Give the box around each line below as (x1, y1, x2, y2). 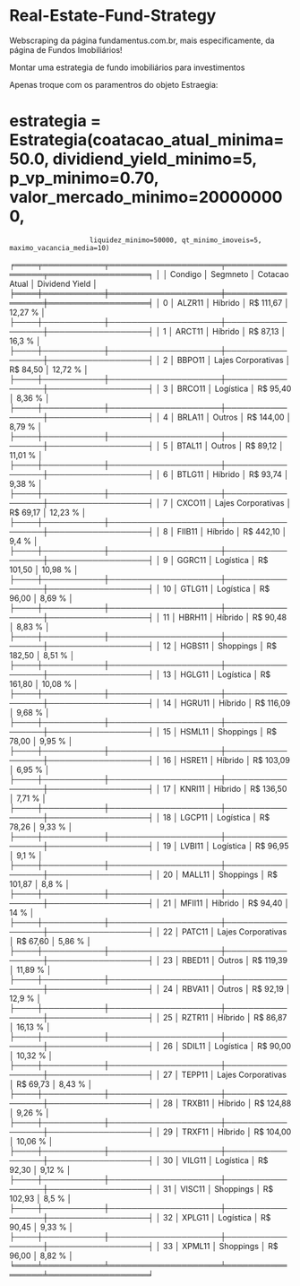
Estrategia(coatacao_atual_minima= (9, 130, 285, 151)
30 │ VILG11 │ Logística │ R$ (162, 1154, 269, 1166)
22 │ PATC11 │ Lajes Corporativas (162, 925, 287, 937)
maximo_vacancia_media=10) (9, 243, 110, 252)
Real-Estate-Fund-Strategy (9, 5, 217, 26)
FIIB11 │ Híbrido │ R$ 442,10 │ (176, 526, 288, 536)
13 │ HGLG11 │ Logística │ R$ (162, 669, 271, 680)
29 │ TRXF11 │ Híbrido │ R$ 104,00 (162, 1126, 292, 1137)
